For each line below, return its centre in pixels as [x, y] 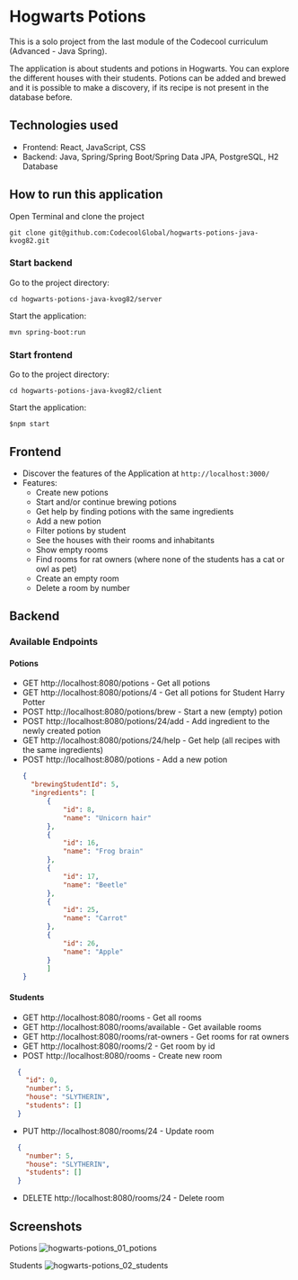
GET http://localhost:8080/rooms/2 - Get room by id [118, 1046]
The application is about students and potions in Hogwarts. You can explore [149, 68]
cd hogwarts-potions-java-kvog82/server [86, 299]
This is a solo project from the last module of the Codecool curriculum [139, 41]
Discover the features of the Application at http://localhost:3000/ [146, 473]
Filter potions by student [81, 530]
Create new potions [72, 492]
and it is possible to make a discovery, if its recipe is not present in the [139, 87]
